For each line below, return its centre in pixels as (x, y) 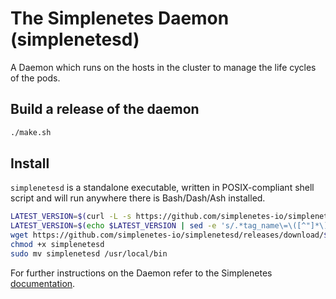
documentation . (43, 283)
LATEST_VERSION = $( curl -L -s (71, 217)
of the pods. (35, 78)
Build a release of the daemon (105, 109)
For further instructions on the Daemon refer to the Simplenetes (141, 273)
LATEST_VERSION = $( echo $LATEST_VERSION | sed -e (113, 226)
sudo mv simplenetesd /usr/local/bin (89, 253)
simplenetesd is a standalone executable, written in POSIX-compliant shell (162, 188)
